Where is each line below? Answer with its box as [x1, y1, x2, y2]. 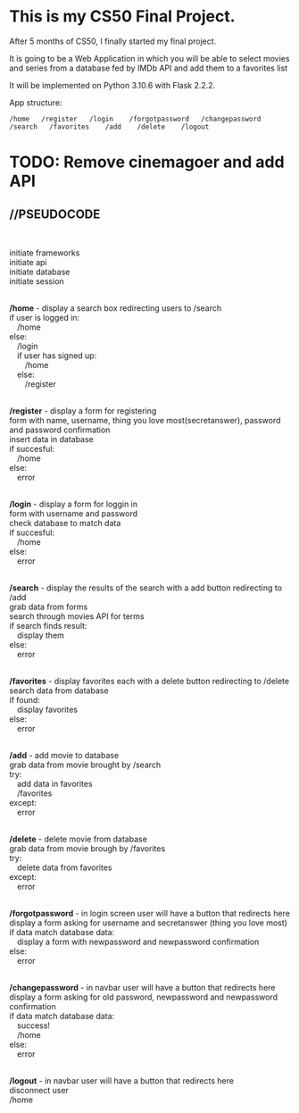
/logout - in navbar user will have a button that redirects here [9, 1075, 235, 1086]
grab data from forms [9, 601, 88, 612]
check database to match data [9, 517, 121, 528]
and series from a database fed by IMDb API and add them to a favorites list [9, 63, 288, 73]
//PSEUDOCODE [9, 206, 101, 222]
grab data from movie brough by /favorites [9, 842, 166, 854]
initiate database [9, 266, 71, 277]
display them [17, 630, 65, 640]
